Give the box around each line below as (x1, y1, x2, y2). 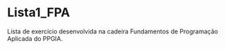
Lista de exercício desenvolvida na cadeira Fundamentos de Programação (7, 27, 218, 35)
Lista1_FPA (7, 5, 71, 20)
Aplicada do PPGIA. (7, 34, 64, 42)
